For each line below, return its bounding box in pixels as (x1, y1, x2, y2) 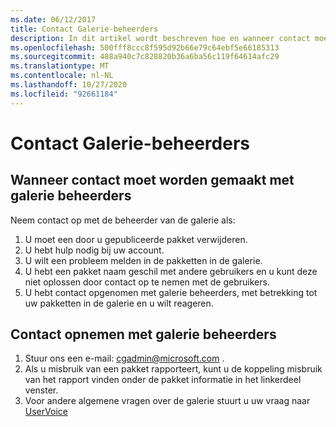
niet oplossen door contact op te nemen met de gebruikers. (24, 276, 270, 288)
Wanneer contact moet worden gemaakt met (10, 172, 295, 189)
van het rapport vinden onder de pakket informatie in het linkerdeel (24, 374, 302, 386)
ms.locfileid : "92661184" (10, 89, 118, 99)
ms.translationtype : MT (10, 61, 110, 71)
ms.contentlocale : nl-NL (10, 71, 114, 81)
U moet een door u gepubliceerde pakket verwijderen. (24, 233, 248, 245)
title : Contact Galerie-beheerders (10, 24, 159, 34)
